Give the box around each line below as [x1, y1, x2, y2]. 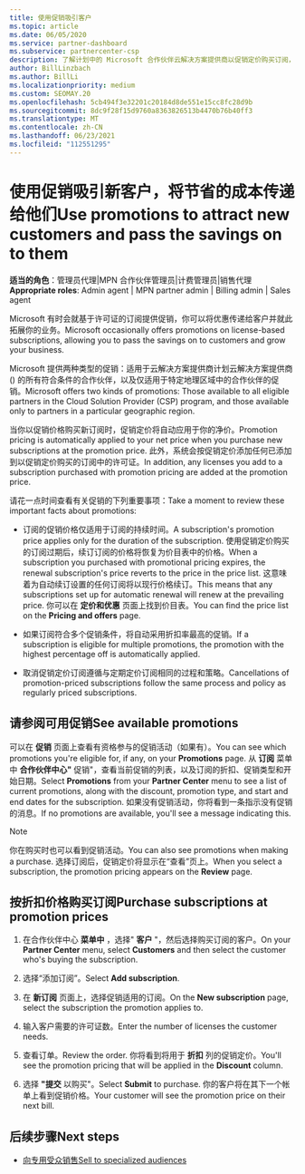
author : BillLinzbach [9, 64, 91, 73]
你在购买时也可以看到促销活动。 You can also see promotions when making [9, 844, 289, 855]
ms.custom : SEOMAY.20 [9, 89, 91, 98]
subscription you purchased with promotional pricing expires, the [22, 557, 266, 568]
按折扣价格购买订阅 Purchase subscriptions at [9, 894, 269, 909]
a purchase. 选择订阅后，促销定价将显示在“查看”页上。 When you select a [9, 856, 282, 867]
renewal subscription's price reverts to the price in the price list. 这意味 [22, 568, 288, 578]
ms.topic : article [9, 22, 79, 31]
